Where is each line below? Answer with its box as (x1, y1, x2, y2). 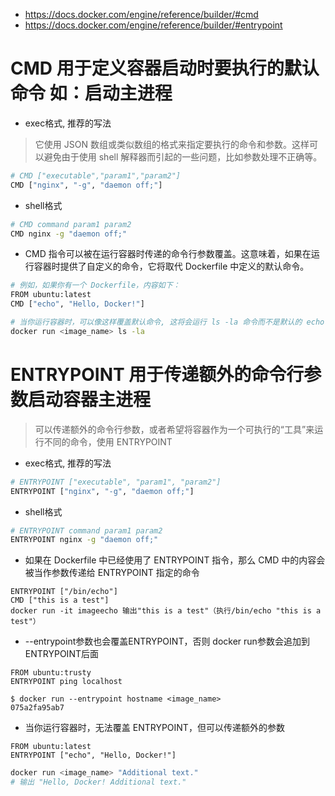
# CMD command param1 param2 (10, 219, 132, 229)
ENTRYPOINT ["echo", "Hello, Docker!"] (10, 750, 177, 761)
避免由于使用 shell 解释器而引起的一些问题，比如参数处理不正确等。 (43, 150, 323, 163)
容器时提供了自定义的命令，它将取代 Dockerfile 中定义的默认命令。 (33, 260, 310, 273)
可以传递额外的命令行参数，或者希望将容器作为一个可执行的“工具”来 (34, 423, 315, 435)
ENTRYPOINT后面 (24, 648, 99, 660)
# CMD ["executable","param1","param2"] (10, 170, 182, 181)
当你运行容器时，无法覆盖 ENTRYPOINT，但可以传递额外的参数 (24, 722, 285, 734)
